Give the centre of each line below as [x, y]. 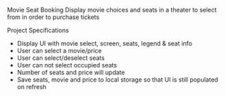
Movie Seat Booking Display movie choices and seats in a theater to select [112, 10]
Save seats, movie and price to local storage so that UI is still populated [118, 80]
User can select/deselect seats [61, 58]
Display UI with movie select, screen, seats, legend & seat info [105, 43]
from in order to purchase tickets [53, 17]
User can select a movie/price [59, 51]
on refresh [31, 87]
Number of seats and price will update [71, 72]
